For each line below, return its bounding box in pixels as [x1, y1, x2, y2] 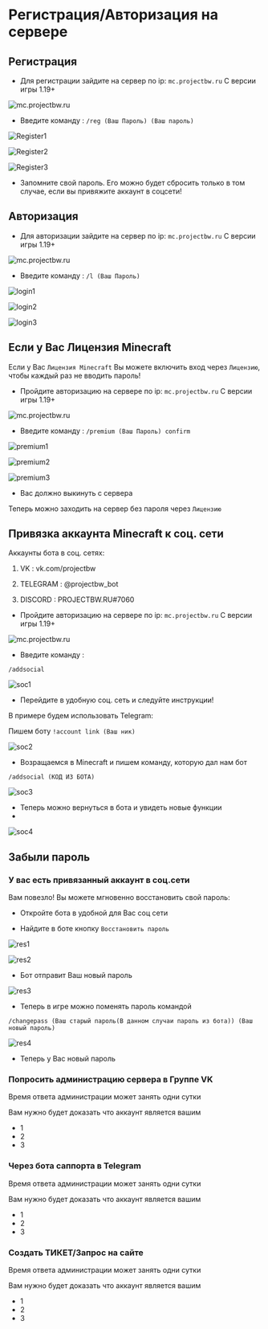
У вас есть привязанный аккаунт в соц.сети [8, 874, 190, 885]
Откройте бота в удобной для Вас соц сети [19, 908, 169, 918]
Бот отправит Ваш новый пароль [19, 971, 132, 980]
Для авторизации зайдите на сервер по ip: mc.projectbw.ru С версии [19, 231, 256, 240]
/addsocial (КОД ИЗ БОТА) [8, 773, 95, 781]
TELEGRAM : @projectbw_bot [19, 579, 119, 589]
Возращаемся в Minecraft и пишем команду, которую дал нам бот [19, 758, 247, 767]
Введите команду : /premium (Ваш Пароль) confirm [19, 426, 191, 436]
